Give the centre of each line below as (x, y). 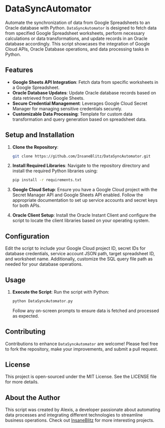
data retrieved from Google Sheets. (48, 98)
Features (19, 70)
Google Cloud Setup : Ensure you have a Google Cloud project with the (85, 190)
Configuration (27, 236)
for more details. (22, 382)
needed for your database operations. (44, 264)
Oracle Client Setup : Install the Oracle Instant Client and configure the (84, 215)
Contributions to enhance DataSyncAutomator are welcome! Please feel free (82, 344)
